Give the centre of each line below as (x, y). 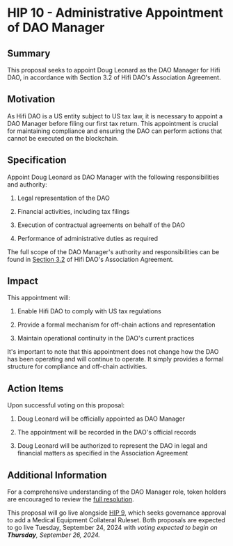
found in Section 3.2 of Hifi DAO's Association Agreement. (90, 259)
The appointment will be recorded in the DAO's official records (107, 432)
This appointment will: (39, 298)
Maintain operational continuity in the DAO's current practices (106, 338)
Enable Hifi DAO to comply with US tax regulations (89, 311)
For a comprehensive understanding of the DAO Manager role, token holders (117, 492)
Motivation (31, 99)
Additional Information (57, 475)
